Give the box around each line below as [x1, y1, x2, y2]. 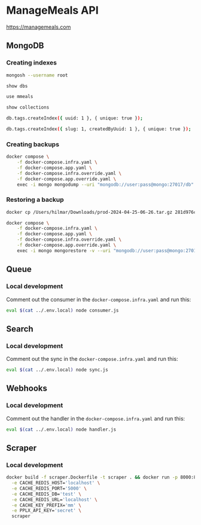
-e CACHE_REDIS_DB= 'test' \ [11, 491, 82, 497]
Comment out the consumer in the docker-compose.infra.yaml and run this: [6, 296, 191, 303]
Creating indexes [6, 59, 57, 67]
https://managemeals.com [6, 23, 71, 30]
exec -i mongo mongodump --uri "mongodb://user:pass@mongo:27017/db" [17, 182, 194, 188]
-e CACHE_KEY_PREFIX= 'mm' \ [11, 502, 82, 508]
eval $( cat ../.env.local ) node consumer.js [6, 307, 119, 314]
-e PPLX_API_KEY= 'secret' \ [11, 508, 82, 514]
